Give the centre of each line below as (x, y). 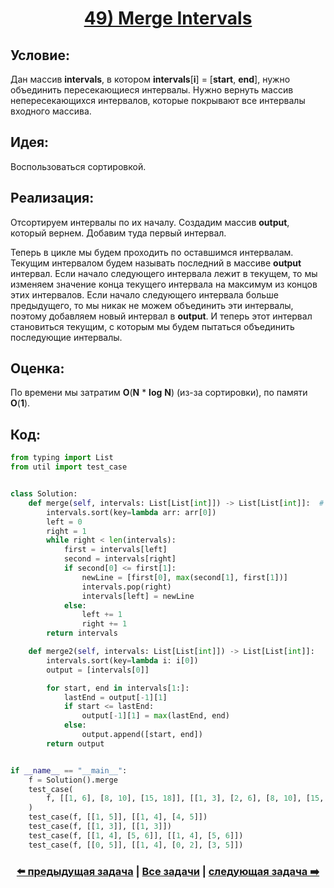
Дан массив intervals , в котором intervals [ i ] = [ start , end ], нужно (150, 79)
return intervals (82, 633)
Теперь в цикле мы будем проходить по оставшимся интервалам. (152, 252)
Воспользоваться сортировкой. (78, 166)
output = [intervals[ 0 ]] (98, 670)
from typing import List (62, 458)
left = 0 (64, 522)
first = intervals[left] (115, 550)
